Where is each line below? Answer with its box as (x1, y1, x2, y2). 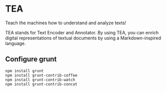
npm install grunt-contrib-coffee (5, 73, 78, 78)
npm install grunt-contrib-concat (5, 81, 78, 86)
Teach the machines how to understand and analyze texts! (5, 20, 127, 26)
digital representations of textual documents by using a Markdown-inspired (5, 35, 161, 41)
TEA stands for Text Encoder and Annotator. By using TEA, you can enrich (5, 29, 159, 35)
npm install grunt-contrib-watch (5, 77, 75, 82)
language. (5, 40, 26, 46)
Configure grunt (5, 55, 57, 64)
